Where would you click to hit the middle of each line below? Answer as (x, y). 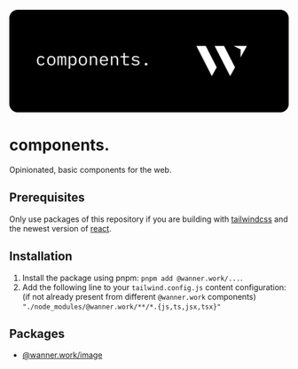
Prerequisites (47, 197)
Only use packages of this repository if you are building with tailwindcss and (149, 219)
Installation (41, 257)
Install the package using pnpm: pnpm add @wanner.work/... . (132, 278)
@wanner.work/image (62, 355)
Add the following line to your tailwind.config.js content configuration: (154, 287)
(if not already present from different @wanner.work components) (139, 296)
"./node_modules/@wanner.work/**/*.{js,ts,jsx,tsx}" (122, 307)
